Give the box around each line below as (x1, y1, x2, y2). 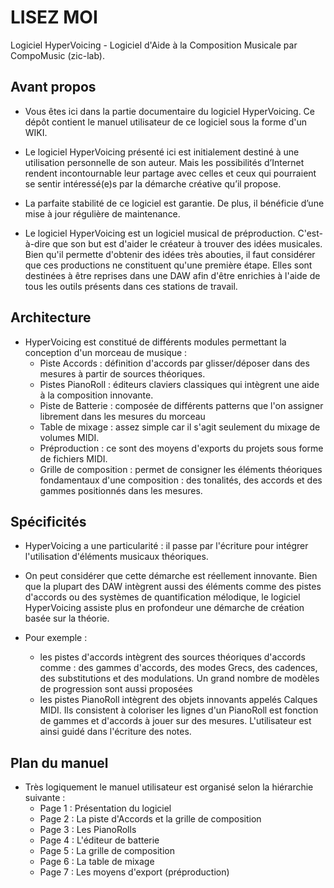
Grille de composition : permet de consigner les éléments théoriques (39, 463, 323, 475)
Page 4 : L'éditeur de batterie (39, 834, 160, 846)
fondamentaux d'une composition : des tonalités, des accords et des (39, 474, 323, 486)
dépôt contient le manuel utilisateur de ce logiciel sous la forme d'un (24, 116, 307, 128)
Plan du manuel (10, 754, 109, 771)
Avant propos (10, 79, 97, 96)
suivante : (24, 792, 66, 804)
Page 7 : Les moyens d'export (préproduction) (39, 866, 230, 878)
